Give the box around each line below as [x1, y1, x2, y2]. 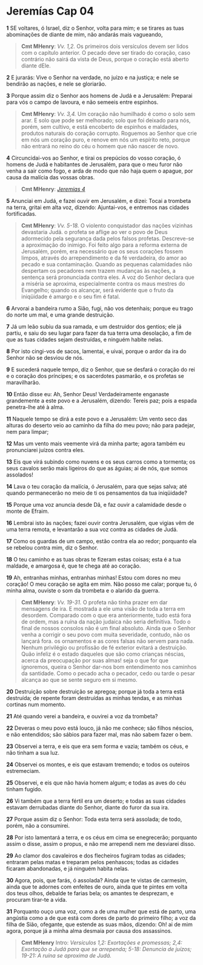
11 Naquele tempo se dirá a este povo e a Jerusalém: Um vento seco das [6, 415, 188, 422]
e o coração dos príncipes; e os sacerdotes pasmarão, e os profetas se [6, 372, 184, 379]
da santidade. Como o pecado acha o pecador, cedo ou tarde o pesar [21, 670, 195, 677]
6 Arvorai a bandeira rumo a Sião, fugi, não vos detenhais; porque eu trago [6, 304, 193, 312]
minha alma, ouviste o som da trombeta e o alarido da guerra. [6, 586, 160, 594]
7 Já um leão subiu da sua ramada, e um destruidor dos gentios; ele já [6, 323, 182, 330]
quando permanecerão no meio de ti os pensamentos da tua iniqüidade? [6, 489, 188, 496]
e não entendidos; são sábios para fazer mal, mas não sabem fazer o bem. [6, 730, 193, 738]
